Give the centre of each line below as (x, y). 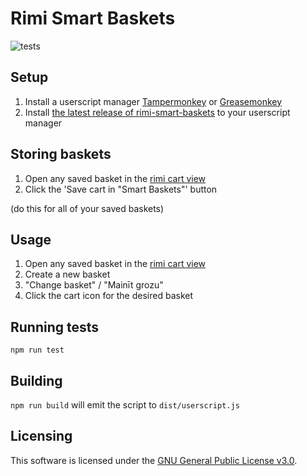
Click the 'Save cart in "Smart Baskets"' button (121, 189)
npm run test (37, 350)
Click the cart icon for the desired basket (109, 296)
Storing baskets (61, 154)
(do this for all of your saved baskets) (87, 208)
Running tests (55, 327)
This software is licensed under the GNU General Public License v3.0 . (154, 460)
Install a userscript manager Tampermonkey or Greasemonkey (153, 101)
